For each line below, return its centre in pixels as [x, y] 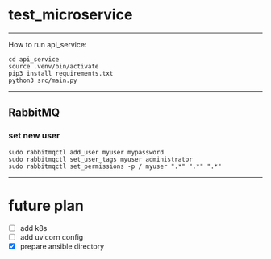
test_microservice [71, 15]
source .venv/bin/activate [54, 66]
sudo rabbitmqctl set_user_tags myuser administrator [101, 159]
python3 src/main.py [43, 80]
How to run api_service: [48, 44]
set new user [34, 136]
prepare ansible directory [62, 246]
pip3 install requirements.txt [61, 73]
